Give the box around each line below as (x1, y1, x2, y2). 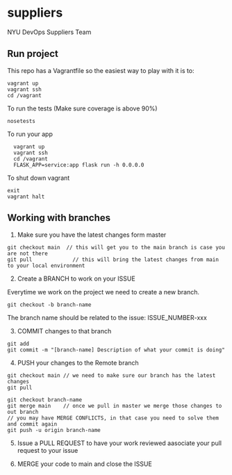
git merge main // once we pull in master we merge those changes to (7, 402, 222, 409)
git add (7, 340, 30, 347)
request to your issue (17, 446, 78, 454)
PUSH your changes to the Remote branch (17, 358, 139, 367)
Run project (7, 48, 59, 60)
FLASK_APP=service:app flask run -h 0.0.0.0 (13, 161, 144, 168)
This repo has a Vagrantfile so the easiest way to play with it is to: (7, 66, 194, 74)
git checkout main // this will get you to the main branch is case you (7, 244, 226, 251)
